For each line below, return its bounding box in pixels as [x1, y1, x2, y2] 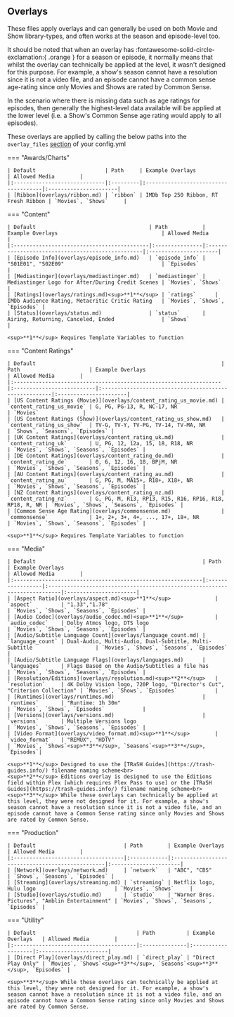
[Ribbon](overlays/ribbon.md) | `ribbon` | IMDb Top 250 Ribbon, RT [13, 191, 219, 199]
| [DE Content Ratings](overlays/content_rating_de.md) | [7, 452, 225, 459]
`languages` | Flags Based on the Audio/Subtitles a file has [7, 662, 209, 669]
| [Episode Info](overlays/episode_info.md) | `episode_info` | [7, 254, 206, 261]
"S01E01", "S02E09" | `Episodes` [7, 260, 200, 268]
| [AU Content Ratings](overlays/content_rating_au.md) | [7, 471, 225, 478]
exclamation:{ [7, 53, 47, 61]
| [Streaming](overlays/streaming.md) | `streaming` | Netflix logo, [7, 879, 216, 886]
